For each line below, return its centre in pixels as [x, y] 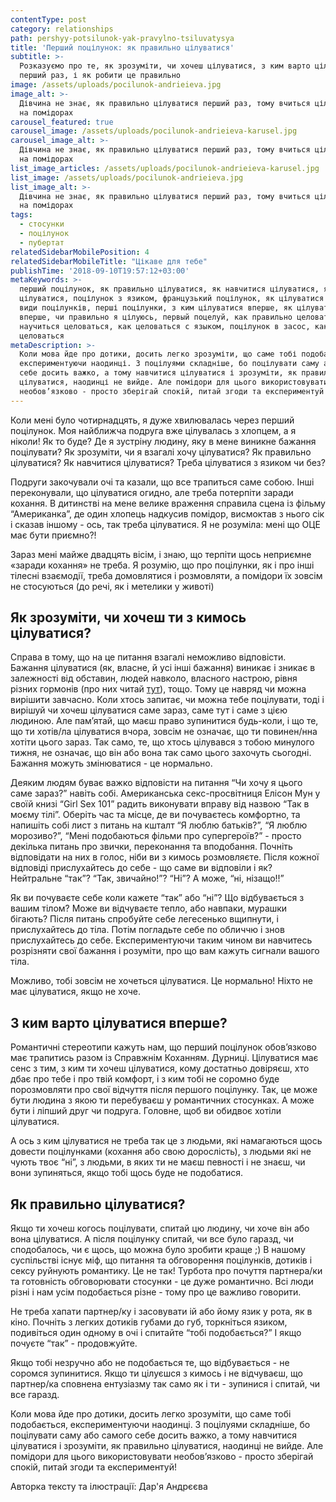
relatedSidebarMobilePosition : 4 [80, 252]
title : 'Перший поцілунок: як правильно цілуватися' [122, 47]
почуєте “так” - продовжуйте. [74, 1343]
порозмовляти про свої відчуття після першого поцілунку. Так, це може [164, 1090]
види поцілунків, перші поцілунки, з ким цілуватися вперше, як [156, 308]
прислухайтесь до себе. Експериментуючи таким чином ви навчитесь [161, 940]
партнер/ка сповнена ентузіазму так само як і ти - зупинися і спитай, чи [165, 1384]
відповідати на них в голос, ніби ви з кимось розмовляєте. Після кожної [165, 857]
